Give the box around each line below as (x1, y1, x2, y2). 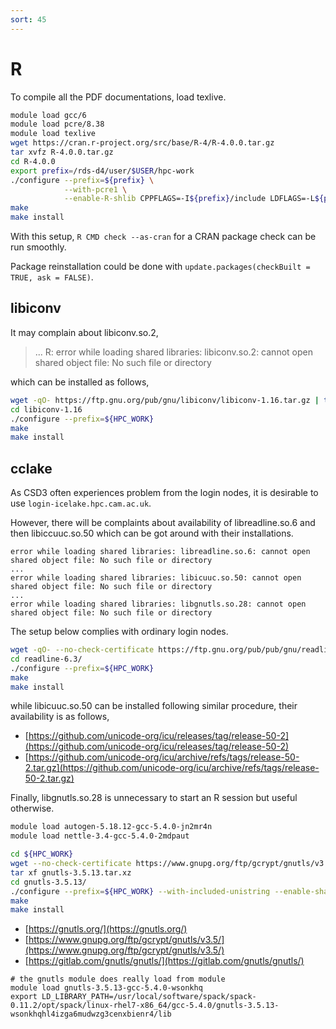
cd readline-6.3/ (10, 654, 83, 664)
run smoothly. (10, 241, 67, 253)
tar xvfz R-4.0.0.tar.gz (10, 147, 114, 158)
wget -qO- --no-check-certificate (10, 645, 155, 655)
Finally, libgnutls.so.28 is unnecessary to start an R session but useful (10, 792, 298, 804)
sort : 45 (10, 14, 47, 25)
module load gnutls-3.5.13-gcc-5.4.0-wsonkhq (10, 983, 203, 993)
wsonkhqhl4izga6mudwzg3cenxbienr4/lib (10, 1009, 172, 1020)
